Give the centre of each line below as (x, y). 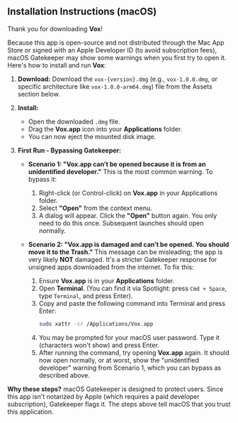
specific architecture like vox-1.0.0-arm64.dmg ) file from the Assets (115, 86)
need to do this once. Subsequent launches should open (121, 223)
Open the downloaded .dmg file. (74, 121)
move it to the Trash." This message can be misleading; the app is (125, 252)
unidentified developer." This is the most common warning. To (120, 171)
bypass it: (42, 179)
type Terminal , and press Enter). (86, 296)
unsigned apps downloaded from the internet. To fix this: (111, 267)
